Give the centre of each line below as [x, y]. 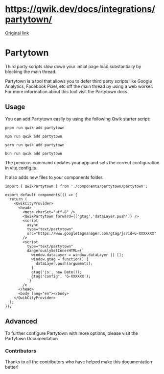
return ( [18, 199]
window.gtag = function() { [60, 259]
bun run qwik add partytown [34, 153]
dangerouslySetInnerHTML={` [55, 250]
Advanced [21, 321]
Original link [17, 33]
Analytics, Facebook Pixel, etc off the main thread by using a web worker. [79, 86]
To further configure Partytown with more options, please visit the [71, 333]
